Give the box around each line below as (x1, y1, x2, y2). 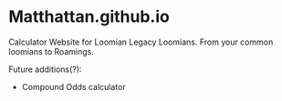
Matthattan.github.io (8, 6, 170, 27)
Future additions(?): (8, 64, 82, 75)
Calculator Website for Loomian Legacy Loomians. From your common (8, 36, 274, 47)
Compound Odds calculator (21, 81, 126, 92)
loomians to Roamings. (8, 45, 95, 56)
